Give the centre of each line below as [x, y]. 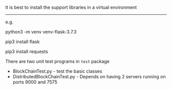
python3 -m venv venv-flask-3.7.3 [41, 32]
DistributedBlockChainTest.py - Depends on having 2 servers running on [89, 77]
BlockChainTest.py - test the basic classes [57, 71]
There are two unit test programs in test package [58, 61]
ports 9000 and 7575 [35, 82]
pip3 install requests [27, 51]
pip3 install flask [23, 42]
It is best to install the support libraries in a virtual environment [71, 7]
